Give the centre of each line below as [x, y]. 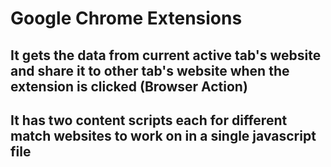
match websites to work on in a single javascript [163, 135]
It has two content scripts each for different [149, 120]
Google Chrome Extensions [126, 18]
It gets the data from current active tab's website [166, 55]
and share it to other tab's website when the [150, 70]
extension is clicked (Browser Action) [129, 86]
